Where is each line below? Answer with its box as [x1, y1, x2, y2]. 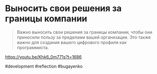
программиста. [16, 44, 49, 50]
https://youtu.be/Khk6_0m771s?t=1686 [5, 54, 82, 59]
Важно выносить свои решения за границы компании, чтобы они [16, 29, 153, 35]
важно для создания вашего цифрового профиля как [16, 39, 127, 45]
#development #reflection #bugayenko [5, 63, 83, 69]
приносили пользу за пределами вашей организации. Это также [16, 34, 151, 40]
